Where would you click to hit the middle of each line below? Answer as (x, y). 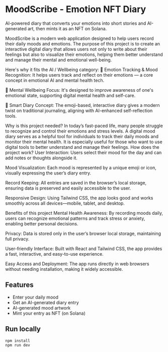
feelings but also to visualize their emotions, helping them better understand (84, 54)
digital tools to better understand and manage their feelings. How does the (82, 147)
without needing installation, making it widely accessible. (64, 269)
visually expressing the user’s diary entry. (48, 173)
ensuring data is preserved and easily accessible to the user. (68, 188)
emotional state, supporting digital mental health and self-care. (70, 95)
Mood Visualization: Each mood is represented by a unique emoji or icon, (81, 167)
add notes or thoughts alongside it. (41, 158)
